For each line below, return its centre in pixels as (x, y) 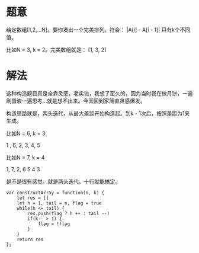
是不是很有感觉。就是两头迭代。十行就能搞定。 (63, 181)
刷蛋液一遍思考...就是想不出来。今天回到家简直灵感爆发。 (76, 101)
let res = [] (33, 198)
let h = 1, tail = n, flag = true (59, 203)
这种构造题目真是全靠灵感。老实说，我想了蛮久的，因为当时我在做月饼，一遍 (99, 93)
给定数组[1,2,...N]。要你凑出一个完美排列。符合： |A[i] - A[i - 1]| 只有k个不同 (98, 30)
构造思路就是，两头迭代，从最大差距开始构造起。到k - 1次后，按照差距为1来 (98, 113)
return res (30, 239)
